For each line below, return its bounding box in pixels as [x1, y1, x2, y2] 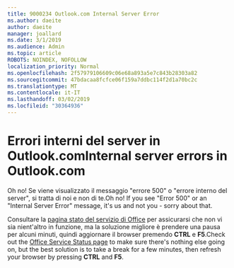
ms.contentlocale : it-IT [7, 89, 81, 96]
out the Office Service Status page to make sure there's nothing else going [7, 238, 225, 246]
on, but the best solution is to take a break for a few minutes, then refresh [7, 245, 221, 253]
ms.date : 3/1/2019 [7, 37, 62, 44]
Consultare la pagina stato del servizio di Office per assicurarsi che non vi [7, 215, 223, 223]
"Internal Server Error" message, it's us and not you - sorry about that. [7, 201, 213, 209]
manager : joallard [7, 30, 62, 37]
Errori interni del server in [7, 133, 160, 149]
